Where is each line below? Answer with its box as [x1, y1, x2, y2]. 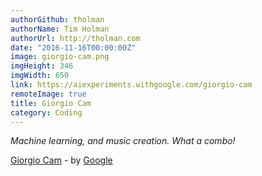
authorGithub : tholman [10, 14, 105, 25]
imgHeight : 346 [10, 61, 74, 71]
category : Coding [10, 107, 83, 118]
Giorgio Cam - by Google [10, 154, 113, 166]
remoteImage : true [10, 89, 87, 99]
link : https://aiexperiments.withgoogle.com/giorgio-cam [10, 80, 253, 90]
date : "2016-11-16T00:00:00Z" [10, 42, 137, 53]
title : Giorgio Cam [10, 98, 92, 108]
